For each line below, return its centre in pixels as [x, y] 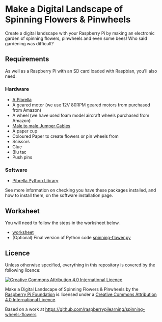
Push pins [22, 157]
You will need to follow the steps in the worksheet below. [63, 223]
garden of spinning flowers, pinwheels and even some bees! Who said [76, 38]
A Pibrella [22, 100]
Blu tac [19, 152]
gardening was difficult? [29, 43]
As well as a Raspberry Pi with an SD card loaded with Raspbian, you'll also [81, 71]
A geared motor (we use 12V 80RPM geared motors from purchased [81, 105]
